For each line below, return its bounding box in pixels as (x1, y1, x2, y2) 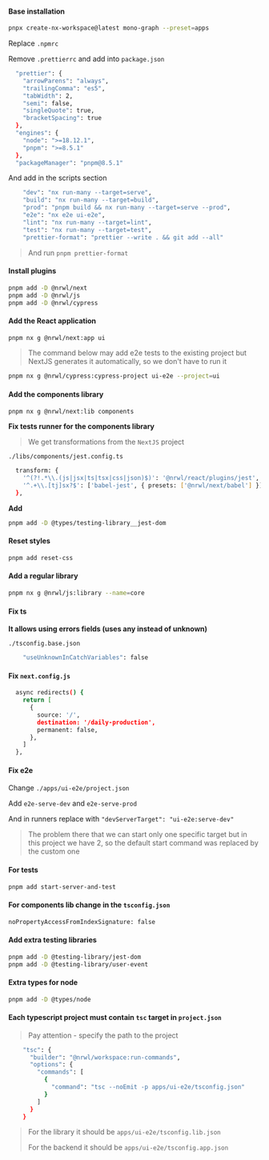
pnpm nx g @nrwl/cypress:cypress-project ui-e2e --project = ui (8, 372, 220, 380)
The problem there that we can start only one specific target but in (27, 830, 247, 839)
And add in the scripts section (8, 173, 107, 183)
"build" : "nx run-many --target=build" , (22, 196, 159, 204)
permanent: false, (37, 726, 98, 734)
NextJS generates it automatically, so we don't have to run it (27, 357, 227, 366)
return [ (22, 696, 52, 704)
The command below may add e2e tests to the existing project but (27, 348, 247, 358)
